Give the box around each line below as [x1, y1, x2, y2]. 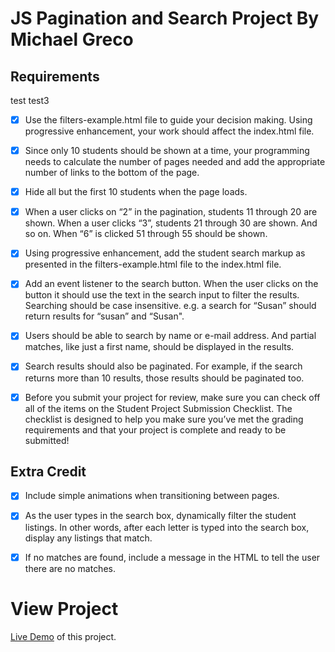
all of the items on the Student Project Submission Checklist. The [24, 402, 293, 414]
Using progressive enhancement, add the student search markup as [24, 247, 306, 259]
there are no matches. [24, 562, 116, 574]
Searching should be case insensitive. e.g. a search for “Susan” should [24, 300, 317, 312]
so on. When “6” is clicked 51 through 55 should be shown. [24, 228, 268, 240]
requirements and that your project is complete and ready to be [24, 423, 287, 436]
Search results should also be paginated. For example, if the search [24, 360, 303, 372]
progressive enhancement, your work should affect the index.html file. [24, 125, 315, 137]
